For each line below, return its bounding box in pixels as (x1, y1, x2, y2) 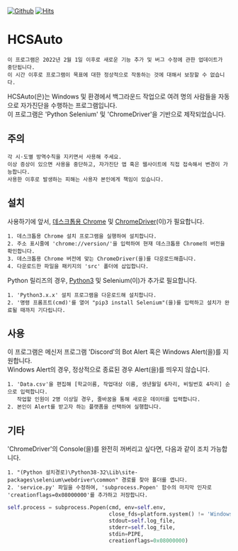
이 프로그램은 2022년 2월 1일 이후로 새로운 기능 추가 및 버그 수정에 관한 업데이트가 (7, 56, 223, 63)
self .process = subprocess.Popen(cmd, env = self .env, (7, 504, 166, 511)
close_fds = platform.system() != (108, 511, 204, 518)
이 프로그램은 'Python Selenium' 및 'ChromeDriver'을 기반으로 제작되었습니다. (7, 110, 226, 118)
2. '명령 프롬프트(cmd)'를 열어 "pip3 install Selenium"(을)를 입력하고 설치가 (7, 299, 222, 306)
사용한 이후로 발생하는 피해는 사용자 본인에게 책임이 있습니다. (7, 176, 164, 183)
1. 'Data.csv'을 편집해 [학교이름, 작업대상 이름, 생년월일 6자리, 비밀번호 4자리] (7, 381, 222, 388)
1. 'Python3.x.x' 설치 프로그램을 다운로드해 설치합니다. (7, 291, 157, 299)
